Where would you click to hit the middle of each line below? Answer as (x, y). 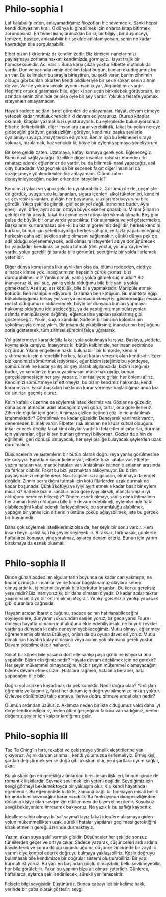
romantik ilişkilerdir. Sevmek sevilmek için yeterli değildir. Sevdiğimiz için (79, 781)
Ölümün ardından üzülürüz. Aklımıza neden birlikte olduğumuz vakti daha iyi (83, 705)
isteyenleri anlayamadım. (30, 101)
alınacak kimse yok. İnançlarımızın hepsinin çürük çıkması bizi (68, 272)
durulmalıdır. (18, 444)
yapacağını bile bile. (26, 676)
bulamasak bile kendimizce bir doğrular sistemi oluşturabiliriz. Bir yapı (76, 858)
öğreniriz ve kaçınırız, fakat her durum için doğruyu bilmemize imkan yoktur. (83, 691)
